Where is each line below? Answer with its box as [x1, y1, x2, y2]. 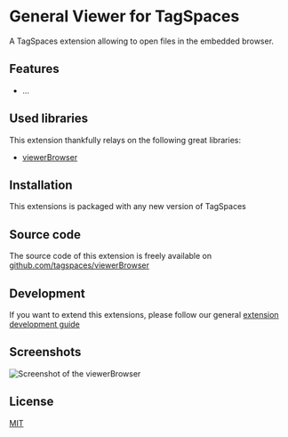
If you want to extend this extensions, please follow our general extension [9, 310, 279, 320]
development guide [9, 319, 80, 329]
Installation [9, 177, 73, 192]
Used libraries [9, 111, 89, 126]
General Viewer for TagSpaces [9, 6, 240, 27]
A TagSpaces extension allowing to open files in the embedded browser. [9, 36, 274, 46]
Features [9, 61, 60, 77]
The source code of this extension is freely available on [9, 251, 212, 262]
